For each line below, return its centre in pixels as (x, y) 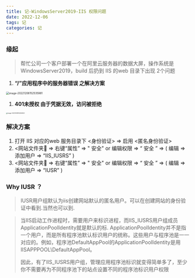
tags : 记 (16, 22)
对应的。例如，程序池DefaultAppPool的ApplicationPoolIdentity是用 (100, 242)
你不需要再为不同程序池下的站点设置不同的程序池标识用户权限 (95, 269)
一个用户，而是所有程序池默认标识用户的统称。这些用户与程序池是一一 (105, 235)
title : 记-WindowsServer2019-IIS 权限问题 (56, 11)
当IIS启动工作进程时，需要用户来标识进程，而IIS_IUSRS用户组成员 (99, 221)
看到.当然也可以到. (53, 208)
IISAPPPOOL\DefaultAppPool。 (58, 250)
